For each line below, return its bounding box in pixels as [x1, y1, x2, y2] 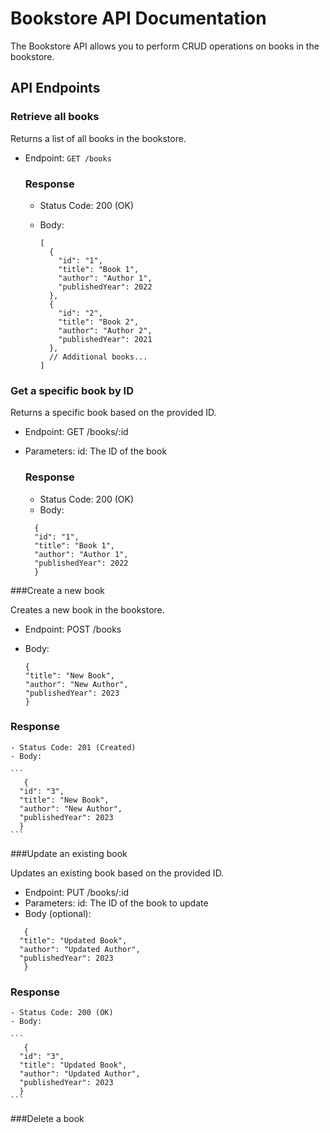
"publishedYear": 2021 [58, 334, 153, 344]
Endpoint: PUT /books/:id [24, 886, 130, 898]
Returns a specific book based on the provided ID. [10, 407, 217, 419]
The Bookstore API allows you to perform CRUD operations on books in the [10, 40, 320, 52]
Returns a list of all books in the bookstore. [10, 132, 187, 144]
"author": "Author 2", [58, 325, 153, 336]
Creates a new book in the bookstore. [10, 603, 165, 616]
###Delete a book [10, 1113, 85, 1125]
